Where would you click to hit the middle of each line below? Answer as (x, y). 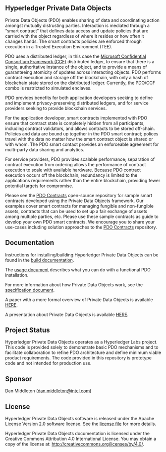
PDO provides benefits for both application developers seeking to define (79, 98)
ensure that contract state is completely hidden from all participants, (75, 123)
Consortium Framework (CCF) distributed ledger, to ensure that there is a (80, 61)
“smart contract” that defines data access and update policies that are (77, 31)
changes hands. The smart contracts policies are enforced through (74, 41)
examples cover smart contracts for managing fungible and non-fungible (79, 206)
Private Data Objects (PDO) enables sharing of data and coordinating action (82, 20)
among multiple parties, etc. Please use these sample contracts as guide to (82, 217)
